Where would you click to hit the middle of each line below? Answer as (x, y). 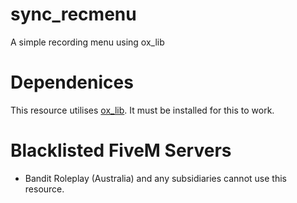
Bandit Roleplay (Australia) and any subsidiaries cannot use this (155, 178)
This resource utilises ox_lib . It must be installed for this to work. (142, 110)
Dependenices (72, 82)
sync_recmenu (73, 14)
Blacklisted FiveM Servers (121, 150)
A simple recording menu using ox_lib (87, 42)
